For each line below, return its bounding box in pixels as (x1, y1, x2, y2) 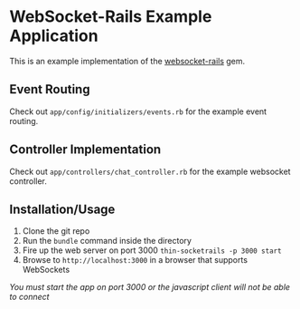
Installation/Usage (9, 201, 116, 217)
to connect (9, 292, 50, 303)
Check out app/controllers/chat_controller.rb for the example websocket (9, 166, 291, 177)
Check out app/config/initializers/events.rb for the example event (9, 106, 267, 117)
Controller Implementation (9, 142, 162, 158)
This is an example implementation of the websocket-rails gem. (9, 55, 246, 66)
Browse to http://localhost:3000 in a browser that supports (22, 255, 248, 266)
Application (9, 25, 98, 46)
